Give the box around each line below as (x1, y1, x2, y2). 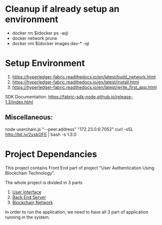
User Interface (12, 189, 42, 195)
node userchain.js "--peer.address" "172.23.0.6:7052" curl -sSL (5, 126, 134, 132)
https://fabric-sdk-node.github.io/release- (48, 94, 133, 100)
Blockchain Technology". (5, 170, 55, 176)
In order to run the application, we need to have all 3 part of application (5, 209, 148, 215)
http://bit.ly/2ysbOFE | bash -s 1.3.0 (5, 131, 77, 137)
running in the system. (5, 214, 50, 220)
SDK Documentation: (5, 94, 47, 100)
